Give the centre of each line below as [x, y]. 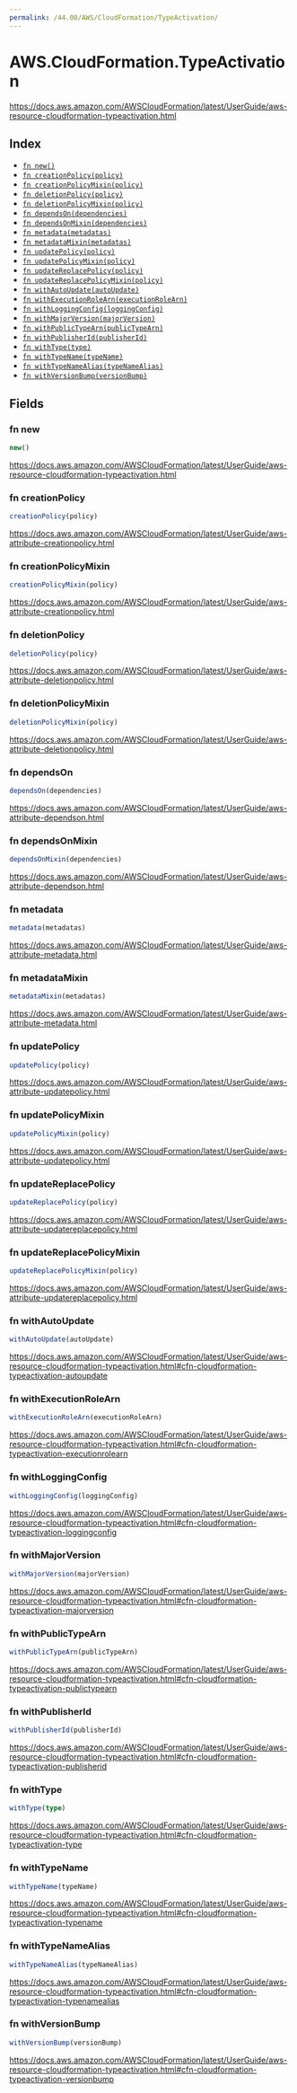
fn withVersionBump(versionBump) [85, 376]
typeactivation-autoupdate [59, 1376]
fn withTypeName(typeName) [73, 357]
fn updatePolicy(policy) [69, 252]
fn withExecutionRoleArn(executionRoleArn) [105, 300]
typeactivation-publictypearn [63, 1688]
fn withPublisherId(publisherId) [85, 338]
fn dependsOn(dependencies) [74, 214]
